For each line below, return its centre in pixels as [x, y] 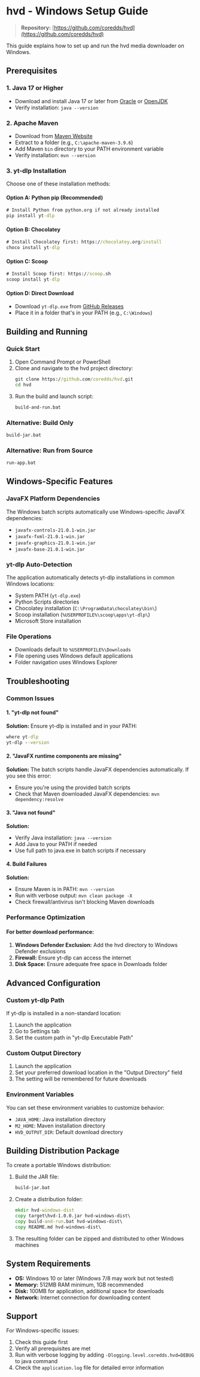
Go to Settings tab [37, 1031]
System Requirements [49, 1264]
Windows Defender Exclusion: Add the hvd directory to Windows [96, 945]
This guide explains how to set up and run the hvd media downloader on [95, 46]
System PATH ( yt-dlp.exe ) [48, 595]
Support [22, 1316]
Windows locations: [31, 584]
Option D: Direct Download [40, 293]
